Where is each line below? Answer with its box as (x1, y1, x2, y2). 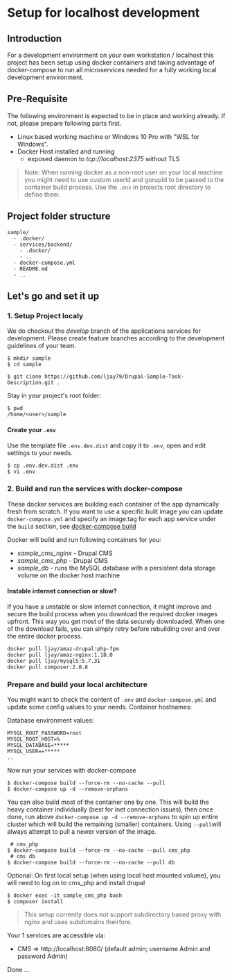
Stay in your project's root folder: (7, 391, 102, 400)
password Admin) (17, 952, 68, 960)
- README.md (13, 265, 48, 272)
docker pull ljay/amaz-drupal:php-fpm (7, 645, 119, 652)
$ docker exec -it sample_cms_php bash (7, 892, 123, 899)
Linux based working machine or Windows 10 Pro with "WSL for (17, 132, 199, 140)
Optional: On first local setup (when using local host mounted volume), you (7, 871, 221, 880)
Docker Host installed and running (17, 147, 115, 156)
